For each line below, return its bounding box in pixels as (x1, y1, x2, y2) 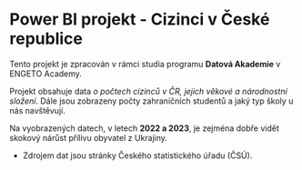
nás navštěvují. (9, 105, 65, 115)
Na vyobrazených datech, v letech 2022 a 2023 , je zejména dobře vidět (9, 123, 280, 134)
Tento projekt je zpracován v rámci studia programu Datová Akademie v (9, 58, 281, 69)
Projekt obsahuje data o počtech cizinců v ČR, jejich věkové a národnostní (9, 85, 288, 96)
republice (9, 28, 84, 49)
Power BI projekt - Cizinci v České (9, 9, 270, 30)
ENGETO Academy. (9, 68, 82, 79)
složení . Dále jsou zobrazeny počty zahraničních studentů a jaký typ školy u (9, 95, 294, 106)
